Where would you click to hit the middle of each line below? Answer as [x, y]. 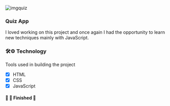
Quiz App [17, 21]
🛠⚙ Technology [26, 51]
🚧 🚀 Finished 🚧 [21, 98]
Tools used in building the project [40, 65]
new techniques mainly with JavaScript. [47, 38]
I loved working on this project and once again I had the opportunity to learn [85, 32]
